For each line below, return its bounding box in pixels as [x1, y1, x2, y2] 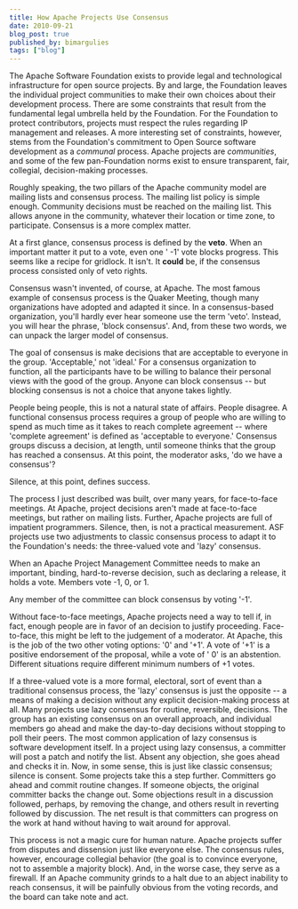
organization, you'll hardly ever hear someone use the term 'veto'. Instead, [9, 311, 282, 322]
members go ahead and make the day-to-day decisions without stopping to [9, 723, 286, 734]
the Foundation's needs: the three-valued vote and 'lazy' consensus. [9, 541, 262, 551]
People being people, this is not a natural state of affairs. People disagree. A [9, 402, 287, 414]
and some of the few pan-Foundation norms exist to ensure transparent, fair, [9, 156, 290, 166]
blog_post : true [9, 29, 69, 38]
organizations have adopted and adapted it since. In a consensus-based [9, 302, 274, 312]
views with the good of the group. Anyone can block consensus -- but [9, 375, 267, 387]
